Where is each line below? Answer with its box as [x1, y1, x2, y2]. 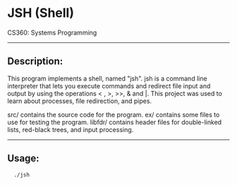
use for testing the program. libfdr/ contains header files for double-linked [7, 118, 222, 126]
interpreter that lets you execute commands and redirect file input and [7, 81, 211, 90]
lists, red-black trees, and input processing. [7, 125, 134, 133]
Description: [7, 55, 63, 68]
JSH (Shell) [7, 5, 74, 21]
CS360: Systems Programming [7, 28, 97, 37]
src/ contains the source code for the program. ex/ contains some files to [7, 110, 220, 119]
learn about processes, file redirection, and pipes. [7, 97, 152, 105]
